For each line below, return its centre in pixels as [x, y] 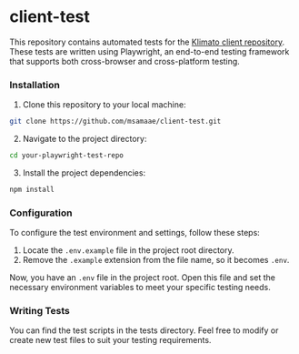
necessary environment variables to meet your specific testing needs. [140, 288]
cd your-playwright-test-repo [67, 156]
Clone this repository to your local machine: [104, 105]
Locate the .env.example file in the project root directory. [128, 250]
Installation [35, 85]
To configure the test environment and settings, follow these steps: [135, 233]
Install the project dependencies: [84, 172]
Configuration [41, 213]
